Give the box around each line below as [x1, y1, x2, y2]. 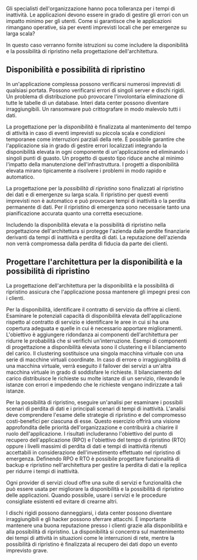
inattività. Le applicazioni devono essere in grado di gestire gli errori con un [6, 11, 189, 18]
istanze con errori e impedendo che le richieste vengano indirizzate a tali [6, 381, 182, 388]
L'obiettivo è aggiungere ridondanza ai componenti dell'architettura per [6, 331, 178, 338]
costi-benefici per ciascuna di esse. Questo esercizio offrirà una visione [6, 417, 181, 424]
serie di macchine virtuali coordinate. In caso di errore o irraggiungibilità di [6, 356, 186, 363]
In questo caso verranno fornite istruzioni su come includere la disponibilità [6, 41, 188, 48]
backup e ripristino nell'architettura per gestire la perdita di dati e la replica [6, 461, 187, 468]
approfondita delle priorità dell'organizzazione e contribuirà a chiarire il [6, 424, 178, 431]
